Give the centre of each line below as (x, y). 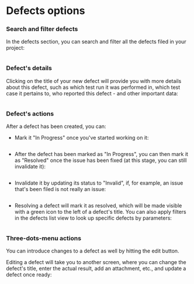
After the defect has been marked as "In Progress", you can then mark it (101, 154)
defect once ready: (29, 275)
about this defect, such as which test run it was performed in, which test (93, 87)
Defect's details (29, 68)
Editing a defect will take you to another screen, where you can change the (96, 262)
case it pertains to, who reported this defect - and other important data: (92, 93)
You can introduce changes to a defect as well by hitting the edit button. (93, 251)
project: (15, 48)
